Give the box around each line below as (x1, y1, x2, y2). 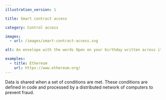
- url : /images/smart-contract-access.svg (9, 38, 98, 43)
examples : (5, 56, 26, 62)
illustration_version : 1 (5, 7, 56, 12)
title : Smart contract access (5, 16, 68, 21)
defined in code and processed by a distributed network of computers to (5, 84, 153, 90)
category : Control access (5, 25, 58, 30)
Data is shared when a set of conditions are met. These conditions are (5, 79, 148, 85)
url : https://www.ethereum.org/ (14, 65, 81, 70)
